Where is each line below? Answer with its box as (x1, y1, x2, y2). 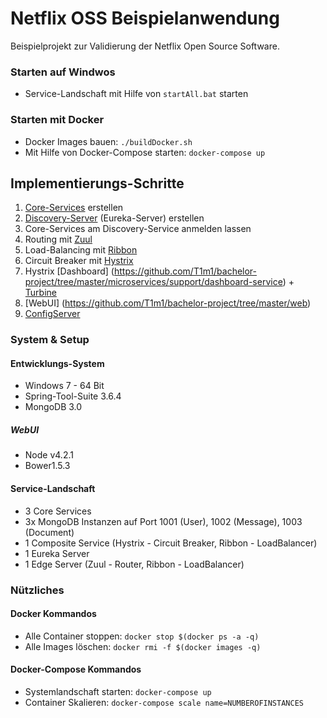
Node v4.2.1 (24, 449, 74, 461)
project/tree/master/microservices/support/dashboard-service (24, 276, 283, 288)
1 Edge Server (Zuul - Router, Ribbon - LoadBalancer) (24, 558, 245, 570)
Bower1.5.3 (24, 460, 71, 472)
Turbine (24, 287, 57, 299)
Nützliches (10, 583, 65, 597)
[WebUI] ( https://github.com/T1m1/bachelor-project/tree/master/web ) (24, 297, 312, 309)
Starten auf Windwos (10, 65, 116, 79)
